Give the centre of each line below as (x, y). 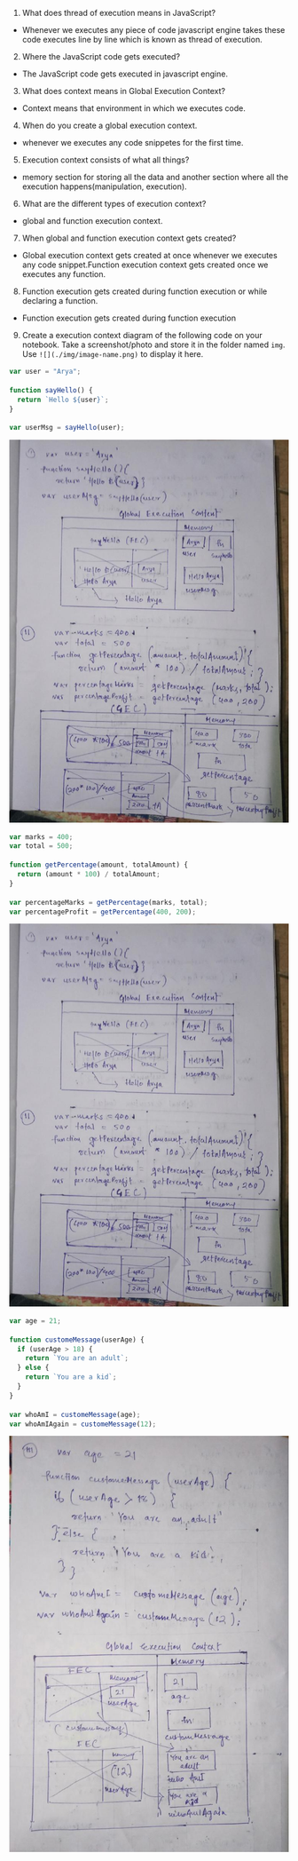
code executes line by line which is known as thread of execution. (142, 40)
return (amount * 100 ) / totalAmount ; (89, 875)
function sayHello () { (51, 390)
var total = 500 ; (41, 846)
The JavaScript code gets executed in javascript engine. (125, 74)
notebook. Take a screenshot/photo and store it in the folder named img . (153, 344)
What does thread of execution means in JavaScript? (118, 13)
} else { (33, 1368)
